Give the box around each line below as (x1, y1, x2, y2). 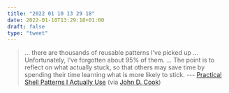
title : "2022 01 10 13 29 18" (7, 10, 96, 17)
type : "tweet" (7, 29, 49, 37)
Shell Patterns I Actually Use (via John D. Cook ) (24, 78, 161, 87)
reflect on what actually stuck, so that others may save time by (24, 63, 205, 71)
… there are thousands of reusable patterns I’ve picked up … (24, 49, 199, 57)
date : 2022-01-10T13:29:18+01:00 (7, 17, 105, 24)
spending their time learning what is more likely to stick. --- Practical (24, 71, 222, 79)
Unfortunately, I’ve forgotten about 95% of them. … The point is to (24, 56, 215, 65)
